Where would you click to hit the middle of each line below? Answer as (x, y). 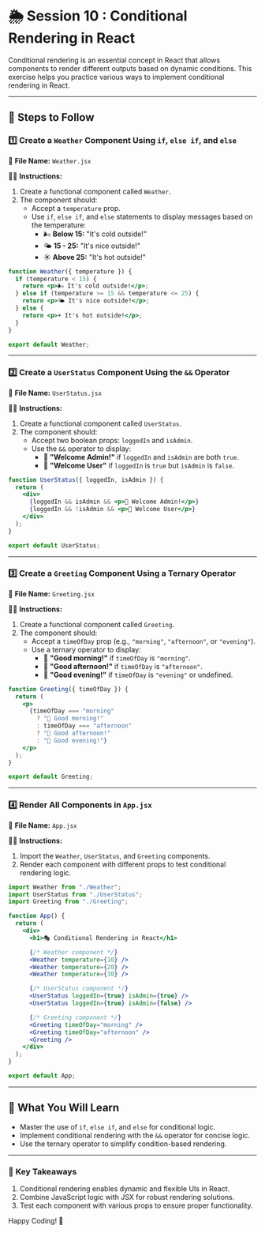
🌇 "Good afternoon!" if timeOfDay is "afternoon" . (123, 666)
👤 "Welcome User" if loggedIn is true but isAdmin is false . (139, 465)
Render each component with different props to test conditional (123, 864)
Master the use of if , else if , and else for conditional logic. (118, 1126)
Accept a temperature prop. (76, 208)
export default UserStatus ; (54, 545)
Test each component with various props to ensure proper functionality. (136, 1205)
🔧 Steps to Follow (51, 117)
